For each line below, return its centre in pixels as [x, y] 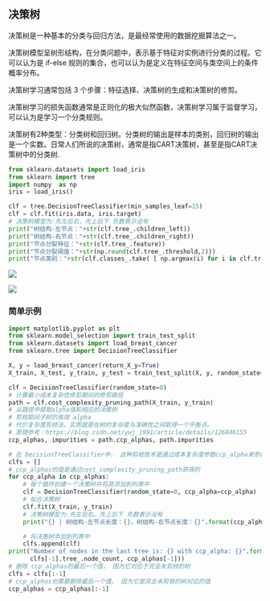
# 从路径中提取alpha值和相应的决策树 [63, 410]
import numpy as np [43, 184]
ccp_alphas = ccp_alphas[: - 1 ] [59, 589]
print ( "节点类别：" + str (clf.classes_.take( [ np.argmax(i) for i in [123, 259]
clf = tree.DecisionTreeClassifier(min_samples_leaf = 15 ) [106, 207]
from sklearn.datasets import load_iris [77, 169]
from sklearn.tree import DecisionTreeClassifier [93, 351]
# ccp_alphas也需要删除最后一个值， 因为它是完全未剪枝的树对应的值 [110, 581]
